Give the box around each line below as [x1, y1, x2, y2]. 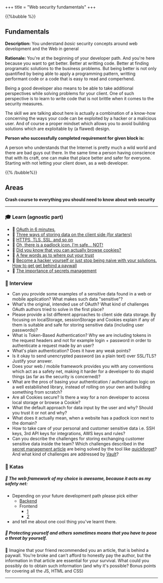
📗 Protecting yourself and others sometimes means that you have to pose [5, 530, 157, 536]
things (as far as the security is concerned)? [12, 374, 101, 380]
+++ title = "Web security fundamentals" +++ [5, 4, 96, 10]
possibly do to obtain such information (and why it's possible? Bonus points [5, 563, 156, 569]
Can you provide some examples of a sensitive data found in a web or [12, 291, 152, 297]
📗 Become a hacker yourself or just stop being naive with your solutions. [12, 257, 157, 263]
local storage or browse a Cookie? [12, 400, 81, 405]
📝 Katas [5, 463, 24, 470]
